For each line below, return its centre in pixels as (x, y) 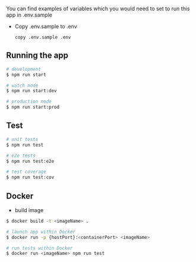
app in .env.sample (29, 15)
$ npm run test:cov (30, 178)
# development (24, 69)
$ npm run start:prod (33, 107)
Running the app (37, 56)
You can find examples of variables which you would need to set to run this (98, 9)
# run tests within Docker (39, 248)
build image (29, 210)
